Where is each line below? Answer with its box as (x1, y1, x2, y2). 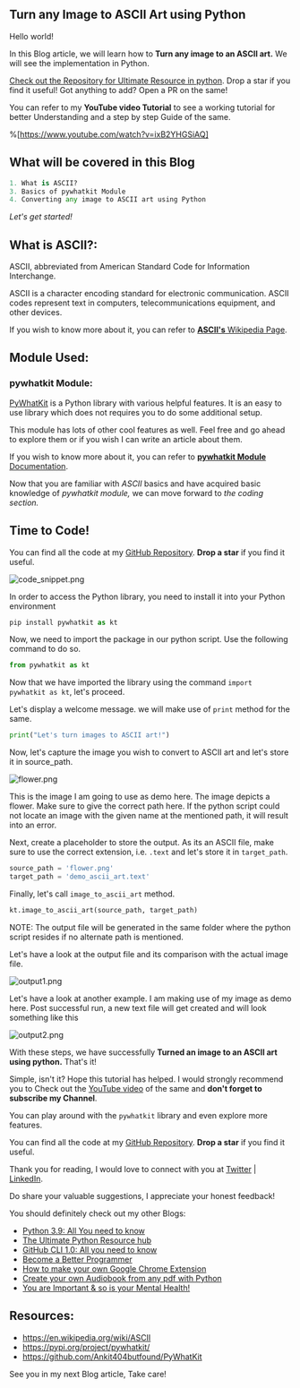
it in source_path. (9, 757, 73, 767)
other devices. (9, 307, 63, 318)
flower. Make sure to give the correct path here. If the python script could (9, 801, 280, 811)
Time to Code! (9, 523, 90, 538)
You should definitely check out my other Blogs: (9, 1208, 186, 1219)
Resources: (9, 1308, 74, 1324)
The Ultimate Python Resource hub (21, 1235, 152, 1246)
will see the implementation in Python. (9, 57, 150, 68)
